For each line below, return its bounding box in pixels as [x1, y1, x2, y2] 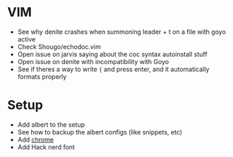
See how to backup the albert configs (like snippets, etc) [17, 127, 182, 136]
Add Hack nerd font [17, 142, 76, 151]
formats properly [17, 72, 67, 81]
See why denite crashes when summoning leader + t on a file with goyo [17, 27, 226, 36]
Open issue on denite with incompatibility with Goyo [17, 57, 169, 65]
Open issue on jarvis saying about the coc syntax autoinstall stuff [17, 50, 208, 58]
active [17, 34, 36, 43]
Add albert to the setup [17, 120, 85, 129]
